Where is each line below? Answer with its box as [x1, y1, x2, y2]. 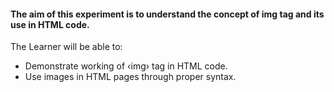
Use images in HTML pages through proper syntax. [24, 71, 237, 83]
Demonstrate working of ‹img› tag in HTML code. [24, 60, 228, 72]
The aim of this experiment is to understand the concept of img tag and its [10, 8, 325, 20]
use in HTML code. [10, 18, 90, 30]
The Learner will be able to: [10, 41, 123, 53]
